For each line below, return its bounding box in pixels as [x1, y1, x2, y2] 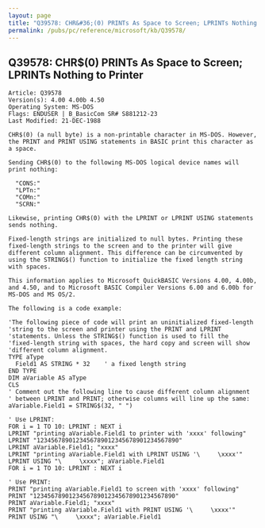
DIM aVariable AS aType [8, 374, 87, 382]
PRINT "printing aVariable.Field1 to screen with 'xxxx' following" [8, 485, 240, 493]
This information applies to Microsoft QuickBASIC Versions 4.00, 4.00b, [8, 277, 258, 285]
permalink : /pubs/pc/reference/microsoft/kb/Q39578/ [8, 26, 186, 34]
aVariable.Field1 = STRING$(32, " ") [8, 402, 133, 410]
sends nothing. [8, 222, 59, 229]
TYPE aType [8, 353, 44, 361]
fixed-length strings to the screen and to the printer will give [8, 242, 232, 250]
